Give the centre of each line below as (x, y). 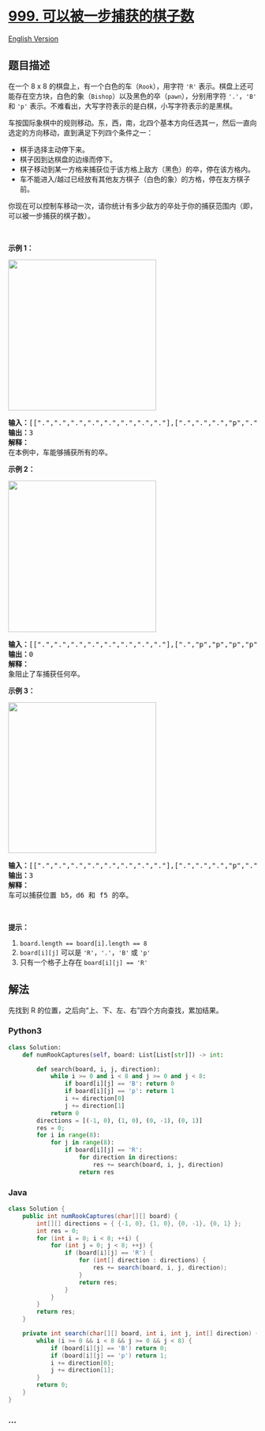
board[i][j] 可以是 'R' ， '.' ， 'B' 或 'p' (85, 952)
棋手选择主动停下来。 (54, 149)
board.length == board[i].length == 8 (83, 943)
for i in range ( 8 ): (69, 1135)
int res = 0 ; (58, 1231)
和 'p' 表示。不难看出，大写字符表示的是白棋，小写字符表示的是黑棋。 (123, 106)
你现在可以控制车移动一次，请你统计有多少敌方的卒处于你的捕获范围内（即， (132, 206)
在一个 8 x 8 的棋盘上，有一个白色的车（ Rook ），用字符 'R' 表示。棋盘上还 (127, 86)
